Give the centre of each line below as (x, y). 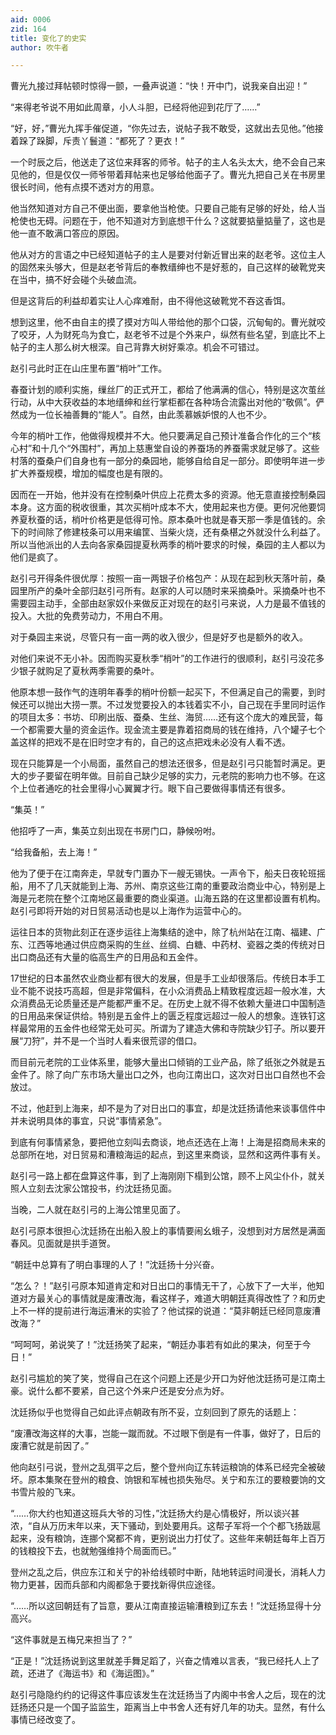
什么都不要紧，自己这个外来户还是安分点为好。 (133, 1391)
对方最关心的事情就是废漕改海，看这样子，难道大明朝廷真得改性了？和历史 (172, 1298)
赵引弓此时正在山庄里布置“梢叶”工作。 (89, 368)
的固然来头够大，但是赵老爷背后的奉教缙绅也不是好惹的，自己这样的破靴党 (163, 267)
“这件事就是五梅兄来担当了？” (71, 1640)
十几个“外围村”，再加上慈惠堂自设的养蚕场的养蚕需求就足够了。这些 (180, 448)
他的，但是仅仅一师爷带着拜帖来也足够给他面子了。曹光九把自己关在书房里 (172, 175)
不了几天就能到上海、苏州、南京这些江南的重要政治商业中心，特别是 (176, 886)
